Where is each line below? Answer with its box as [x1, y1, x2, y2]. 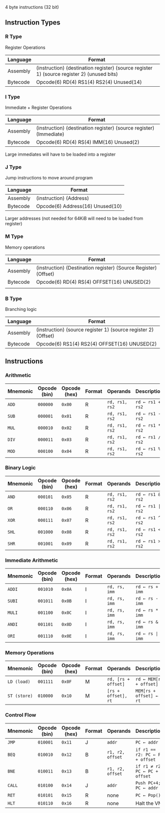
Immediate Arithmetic [5, 557, 58, 564]
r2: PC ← [135, 751, 156, 757]
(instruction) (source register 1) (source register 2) [36, 326, 154, 333]
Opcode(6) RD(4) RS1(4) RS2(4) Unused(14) [36, 78, 142, 85]
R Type [5, 33, 22, 40]
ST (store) [7, 693, 33, 699]
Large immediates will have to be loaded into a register [5, 151, 116, 157]
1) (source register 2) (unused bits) [36, 70, 118, 77]
